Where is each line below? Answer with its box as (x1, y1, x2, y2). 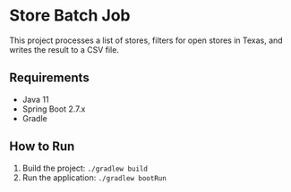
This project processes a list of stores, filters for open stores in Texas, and (9, 35, 284, 46)
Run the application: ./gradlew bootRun (21, 171, 167, 183)
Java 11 (21, 94, 49, 104)
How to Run (9, 139, 75, 154)
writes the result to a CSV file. (9, 44, 119, 54)
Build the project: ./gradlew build (21, 163, 148, 173)
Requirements (9, 71, 90, 86)
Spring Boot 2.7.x (21, 104, 86, 114)
